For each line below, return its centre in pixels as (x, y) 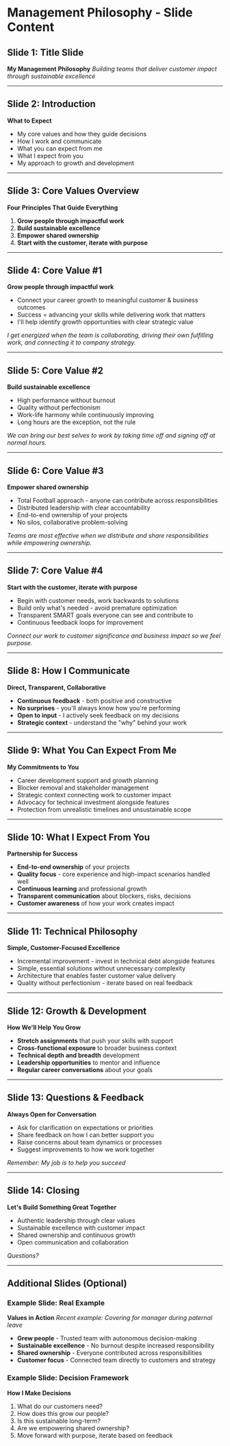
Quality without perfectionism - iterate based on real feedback (105, 983)
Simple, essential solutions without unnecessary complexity (101, 969)
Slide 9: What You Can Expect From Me (92, 750)
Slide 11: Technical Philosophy (73, 931)
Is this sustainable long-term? (59, 1421)
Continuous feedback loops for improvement (80, 622)
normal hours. (27, 442)
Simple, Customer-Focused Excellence (64, 948)
